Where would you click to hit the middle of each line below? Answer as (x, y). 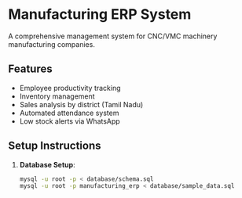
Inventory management (57, 96)
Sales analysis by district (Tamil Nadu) (81, 104)
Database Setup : (48, 164)
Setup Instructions (55, 146)
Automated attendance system (69, 113)
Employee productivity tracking (70, 88)
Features (30, 69)
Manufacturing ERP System (100, 14)
